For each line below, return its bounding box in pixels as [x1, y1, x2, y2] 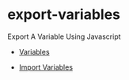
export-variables [7, 6, 120, 24]
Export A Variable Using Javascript [7, 32, 121, 41]
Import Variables [18, 62, 73, 72]
